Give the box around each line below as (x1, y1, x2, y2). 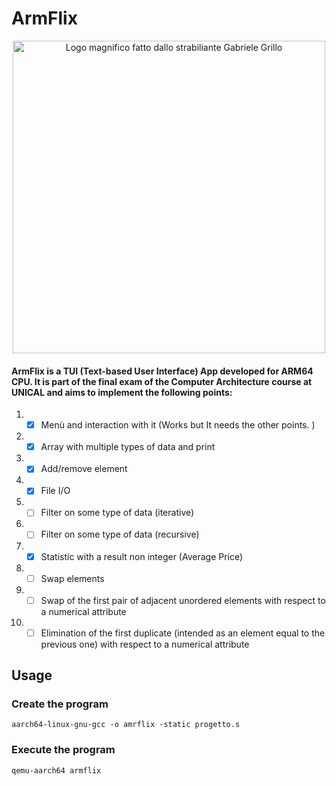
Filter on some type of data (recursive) (40, 528, 200, 541)
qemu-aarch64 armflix (11, 765, 102, 776)
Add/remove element (40, 463, 128, 475)
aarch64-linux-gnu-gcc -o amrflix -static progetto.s (11, 720, 241, 730)
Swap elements (40, 572, 105, 584)
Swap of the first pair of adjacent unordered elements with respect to (40, 594, 326, 606)
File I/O (40, 485, 71, 497)
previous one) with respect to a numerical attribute (40, 638, 250, 650)
